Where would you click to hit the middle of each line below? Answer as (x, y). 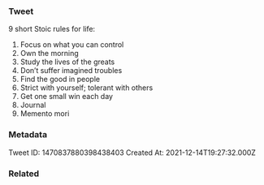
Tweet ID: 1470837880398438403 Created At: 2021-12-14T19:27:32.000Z (132, 153)
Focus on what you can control (72, 45)
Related (24, 174)
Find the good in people (60, 80)
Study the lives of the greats (67, 62)
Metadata (28, 135)
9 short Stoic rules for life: (52, 29)
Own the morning (49, 54)
